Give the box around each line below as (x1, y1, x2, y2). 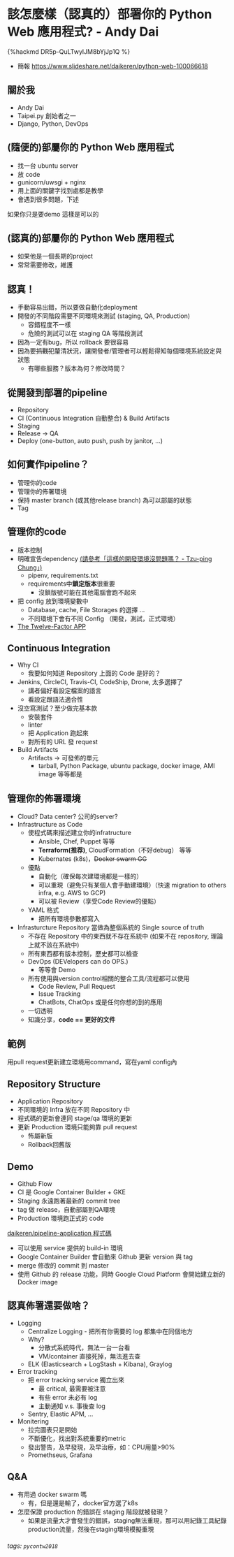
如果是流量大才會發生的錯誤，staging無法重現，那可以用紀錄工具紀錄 (27, 1516, 227, 1525)
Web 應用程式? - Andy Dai (7, 24, 159, 40)
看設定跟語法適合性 (27, 695, 84, 704)
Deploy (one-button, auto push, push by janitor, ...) (17, 437, 163, 444)
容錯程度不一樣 (27, 321, 71, 329)
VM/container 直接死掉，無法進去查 (38, 1352, 141, 1360)
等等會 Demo (38, 966, 76, 974)
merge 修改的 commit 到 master (17, 1261, 110, 1269)
